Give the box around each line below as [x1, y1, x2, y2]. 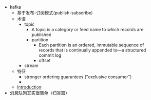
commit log [38, 52, 62, 58]
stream [24, 63, 38, 68]
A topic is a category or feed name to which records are [31, 27, 144, 32]
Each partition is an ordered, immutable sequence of [38, 42, 145, 48]
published [31, 32, 52, 37]
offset [38, 58, 51, 63]
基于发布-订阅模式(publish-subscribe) [17, 10, 93, 16]
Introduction [17, 84, 42, 90]
